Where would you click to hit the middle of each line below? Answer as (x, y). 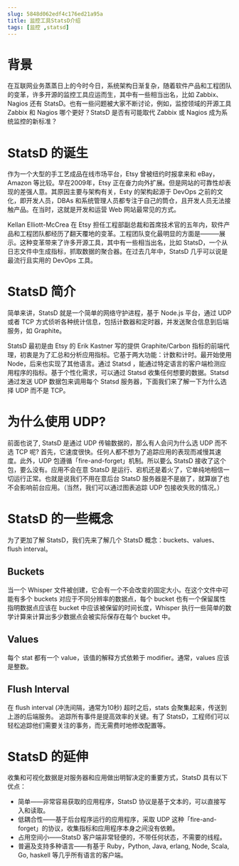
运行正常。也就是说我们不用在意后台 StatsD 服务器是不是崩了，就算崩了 (118, 479)
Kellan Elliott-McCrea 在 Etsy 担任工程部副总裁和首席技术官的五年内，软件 (116, 225)
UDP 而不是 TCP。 (42, 391)
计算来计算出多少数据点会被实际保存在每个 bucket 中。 (94, 617)
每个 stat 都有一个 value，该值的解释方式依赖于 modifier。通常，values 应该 (118, 657)
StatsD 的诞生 (48, 153)
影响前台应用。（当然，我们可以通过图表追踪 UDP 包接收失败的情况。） (122, 488)
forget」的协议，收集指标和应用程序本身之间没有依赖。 (98, 828)
